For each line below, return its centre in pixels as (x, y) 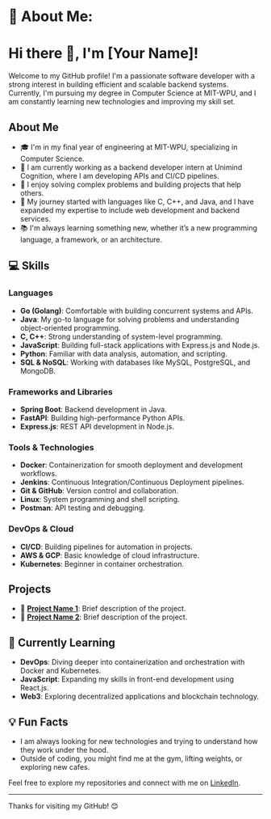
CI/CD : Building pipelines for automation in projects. (106, 547)
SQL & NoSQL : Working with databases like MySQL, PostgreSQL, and (135, 362)
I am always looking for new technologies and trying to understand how (139, 741)
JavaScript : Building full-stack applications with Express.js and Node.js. (140, 345)
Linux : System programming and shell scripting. (100, 500)
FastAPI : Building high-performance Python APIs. (102, 418)
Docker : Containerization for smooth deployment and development (131, 465)
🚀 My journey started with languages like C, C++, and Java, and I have (137, 201)
